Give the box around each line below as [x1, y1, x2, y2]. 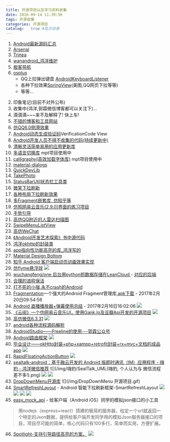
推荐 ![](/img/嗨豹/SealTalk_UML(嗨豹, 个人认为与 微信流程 [40, 366, 161, 372]
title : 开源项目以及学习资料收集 [6, 7, 67, 13]
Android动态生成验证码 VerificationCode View [13, 131, 108, 137]
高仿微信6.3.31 [13, 316, 44, 322]
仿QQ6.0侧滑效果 [13, 124, 49, 130]
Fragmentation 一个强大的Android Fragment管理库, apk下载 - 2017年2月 [13, 290, 160, 296]
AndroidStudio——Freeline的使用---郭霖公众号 [13, 328, 110, 334]
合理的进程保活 [13, 278, 45, 284]
